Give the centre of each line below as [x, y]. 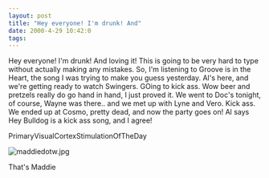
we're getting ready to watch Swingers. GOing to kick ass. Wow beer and [129, 87]
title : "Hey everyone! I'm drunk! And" [75, 23]
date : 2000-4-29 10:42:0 [50, 30]
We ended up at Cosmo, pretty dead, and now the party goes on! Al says [129, 112]
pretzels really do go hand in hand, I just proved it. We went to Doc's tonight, [135, 95]
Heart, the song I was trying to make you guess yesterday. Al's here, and [128, 78]
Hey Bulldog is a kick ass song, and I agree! [80, 120]
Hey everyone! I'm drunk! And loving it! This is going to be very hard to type [134, 61]
